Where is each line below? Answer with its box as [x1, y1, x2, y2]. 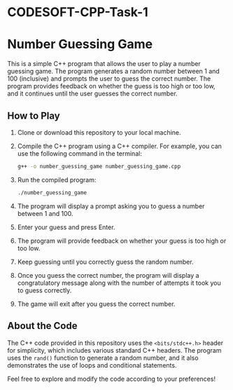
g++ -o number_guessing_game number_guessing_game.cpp [17, 163, 181, 170]
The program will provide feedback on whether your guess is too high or [17, 236, 227, 245]
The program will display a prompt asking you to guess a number [17, 201, 205, 210]
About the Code [7, 320, 78, 332]
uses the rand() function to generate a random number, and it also [7, 354, 199, 362]
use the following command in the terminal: [17, 149, 142, 158]
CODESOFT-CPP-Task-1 [7, 4, 148, 20]
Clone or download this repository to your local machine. [17, 128, 181, 137]
